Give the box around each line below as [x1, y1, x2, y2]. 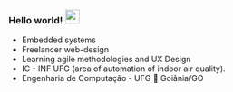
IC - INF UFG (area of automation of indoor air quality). [21, 63, 226, 74]
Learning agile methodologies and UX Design [21, 54, 191, 65]
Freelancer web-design [21, 44, 110, 55]
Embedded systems [21, 34, 96, 45]
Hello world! [8, 14, 63, 26]
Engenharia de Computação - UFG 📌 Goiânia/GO [21, 73, 204, 84]
